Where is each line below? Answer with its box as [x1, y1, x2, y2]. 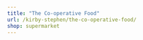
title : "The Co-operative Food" [7, 9, 100, 17]
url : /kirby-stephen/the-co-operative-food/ [7, 16, 137, 23]
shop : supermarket [7, 22, 60, 29]
